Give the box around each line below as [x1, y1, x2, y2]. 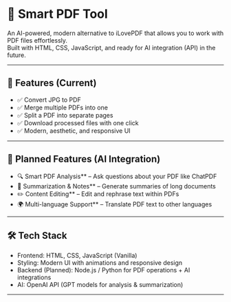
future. [7, 51, 26, 59]
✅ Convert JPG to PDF [16, 96, 81, 104]
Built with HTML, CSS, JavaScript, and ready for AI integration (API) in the [7, 43, 216, 52]
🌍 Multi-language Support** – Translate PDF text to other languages [16, 199, 212, 208]
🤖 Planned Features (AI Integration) [7, 153, 161, 165]
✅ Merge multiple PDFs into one [16, 103, 109, 111]
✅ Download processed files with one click [16, 118, 139, 127]
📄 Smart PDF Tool [7, 6, 108, 22]
